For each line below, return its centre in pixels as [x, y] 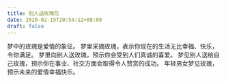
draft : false [26, 26]
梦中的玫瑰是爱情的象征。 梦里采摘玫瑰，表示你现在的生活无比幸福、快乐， [113, 46]
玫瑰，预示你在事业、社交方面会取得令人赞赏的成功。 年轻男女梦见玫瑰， [115, 64]
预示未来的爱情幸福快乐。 [43, 72]
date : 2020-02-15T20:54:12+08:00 [55, 20]
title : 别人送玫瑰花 [33, 13]
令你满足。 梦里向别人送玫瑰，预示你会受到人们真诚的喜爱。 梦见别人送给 [110, 55]
